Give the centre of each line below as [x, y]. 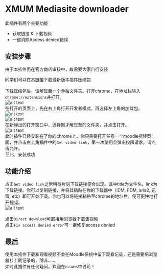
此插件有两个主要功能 [26, 23]
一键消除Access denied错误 [40, 40]
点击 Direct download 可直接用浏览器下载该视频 [52, 219]
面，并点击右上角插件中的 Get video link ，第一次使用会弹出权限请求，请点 [81, 142]
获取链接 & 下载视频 [32, 33]
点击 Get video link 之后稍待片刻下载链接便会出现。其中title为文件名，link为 [81, 184]
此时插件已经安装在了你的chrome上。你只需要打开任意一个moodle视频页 [78, 136]
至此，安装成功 [20, 154]
